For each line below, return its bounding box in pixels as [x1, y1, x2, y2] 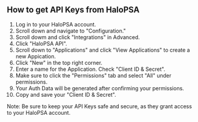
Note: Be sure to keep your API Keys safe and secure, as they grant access [7, 102, 193, 110]
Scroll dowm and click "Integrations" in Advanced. [15, 33, 140, 41]
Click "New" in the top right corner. [15, 59, 103, 66]
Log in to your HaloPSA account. [15, 20, 97, 28]
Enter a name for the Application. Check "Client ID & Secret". [15, 66, 166, 73]
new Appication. [15, 52, 56, 59]
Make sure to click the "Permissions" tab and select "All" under [15, 72, 172, 79]
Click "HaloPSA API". [15, 40, 68, 47]
